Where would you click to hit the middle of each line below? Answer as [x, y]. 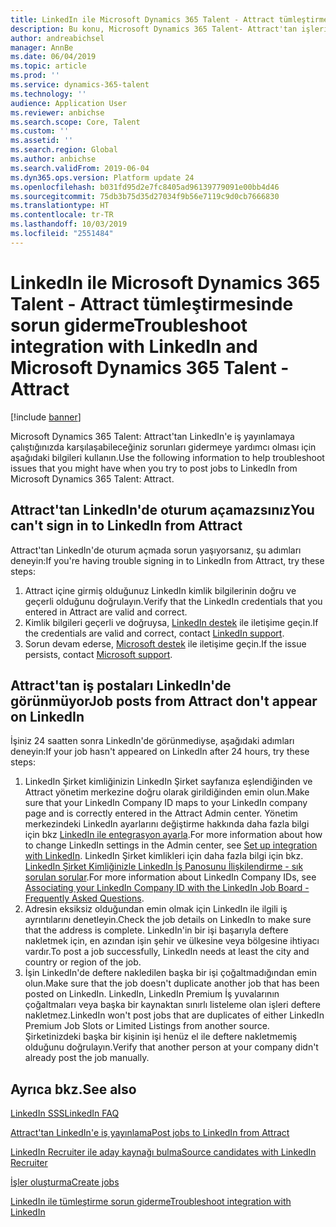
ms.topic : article [48, 66]
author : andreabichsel [57, 38]
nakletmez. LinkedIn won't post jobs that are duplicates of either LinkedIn [174, 1015]
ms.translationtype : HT [60, 206]
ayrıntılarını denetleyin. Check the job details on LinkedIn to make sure [168, 920]
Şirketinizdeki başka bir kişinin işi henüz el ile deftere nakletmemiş [161, 1037]
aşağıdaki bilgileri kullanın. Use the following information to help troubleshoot [167, 457]
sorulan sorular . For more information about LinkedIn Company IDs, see [170, 877]
